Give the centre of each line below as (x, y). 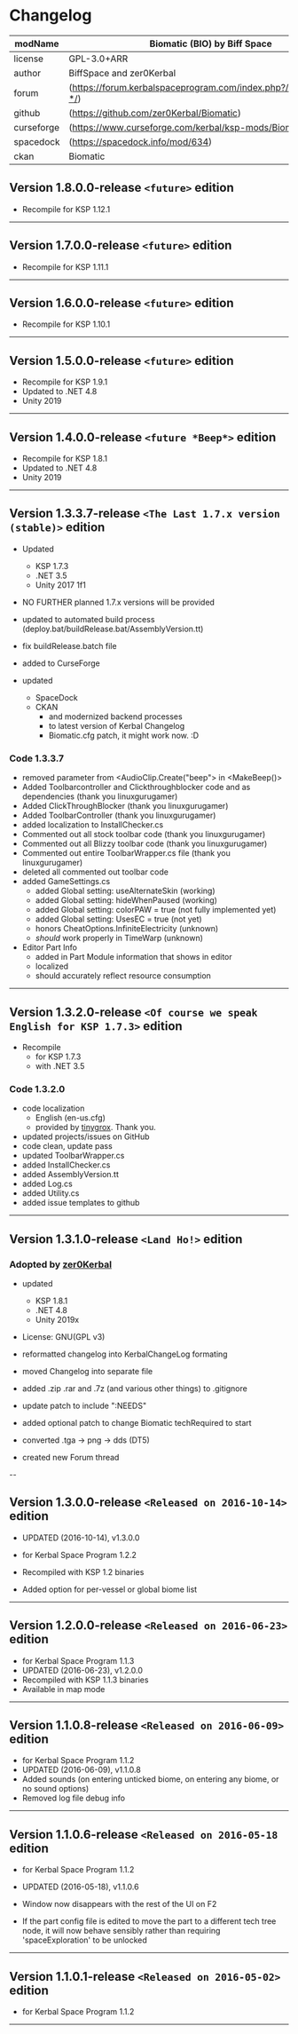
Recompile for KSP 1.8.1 (65, 459)
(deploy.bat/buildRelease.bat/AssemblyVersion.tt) (113, 629)
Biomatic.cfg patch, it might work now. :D (124, 735)
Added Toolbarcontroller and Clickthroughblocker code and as (136, 787)
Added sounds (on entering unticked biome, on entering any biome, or (150, 1779)
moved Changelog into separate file (87, 1371)
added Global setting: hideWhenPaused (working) (126, 900)
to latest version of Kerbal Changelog (117, 725)
